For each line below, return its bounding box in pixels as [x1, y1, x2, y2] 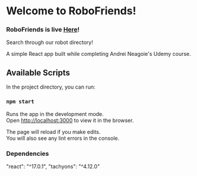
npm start [6, 98, 34, 105]
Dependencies [6, 149, 49, 158]
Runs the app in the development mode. [6, 110, 104, 117]
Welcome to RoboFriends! [6, 4, 136, 18]
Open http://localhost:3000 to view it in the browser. [6, 117, 134, 124]
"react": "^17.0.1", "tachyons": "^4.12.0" [6, 162, 100, 170]
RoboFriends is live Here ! [6, 26, 80, 34]
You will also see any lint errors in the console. [6, 134, 120, 142]
